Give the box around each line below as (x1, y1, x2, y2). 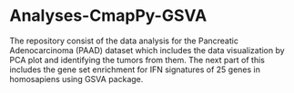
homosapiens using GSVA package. (9, 73, 144, 84)
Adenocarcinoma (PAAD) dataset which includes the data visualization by (9, 44, 285, 55)
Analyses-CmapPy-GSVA (9, 5, 208, 26)
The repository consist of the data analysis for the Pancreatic (9, 35, 239, 46)
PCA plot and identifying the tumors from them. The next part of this (9, 54, 266, 65)
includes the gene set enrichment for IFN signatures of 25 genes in (9, 64, 261, 75)
